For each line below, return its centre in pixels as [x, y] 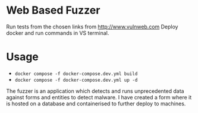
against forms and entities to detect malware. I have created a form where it [99, 97]
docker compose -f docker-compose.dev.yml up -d [76, 80]
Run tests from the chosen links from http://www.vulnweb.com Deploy [92, 27]
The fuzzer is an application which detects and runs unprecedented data [95, 91]
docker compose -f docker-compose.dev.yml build [76, 74]
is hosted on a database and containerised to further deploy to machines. [96, 104]
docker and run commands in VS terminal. [58, 33]
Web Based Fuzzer [53, 10]
